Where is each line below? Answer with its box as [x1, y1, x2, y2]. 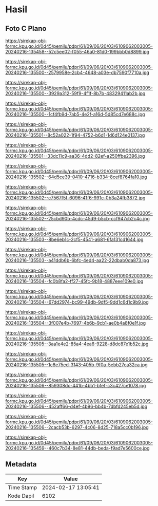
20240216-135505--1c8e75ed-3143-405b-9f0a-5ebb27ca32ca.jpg [5, 362, 148, 368]
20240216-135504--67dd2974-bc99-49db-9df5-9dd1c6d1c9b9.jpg [5, 299, 149, 305]
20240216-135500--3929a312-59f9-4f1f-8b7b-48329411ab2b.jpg [5, 90, 146, 96]
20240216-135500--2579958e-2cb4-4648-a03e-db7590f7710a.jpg [5, 69, 150, 76]
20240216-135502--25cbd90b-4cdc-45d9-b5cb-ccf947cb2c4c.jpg [5, 216, 150, 221]
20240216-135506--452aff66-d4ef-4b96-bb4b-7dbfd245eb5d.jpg [5, 403, 148, 409]
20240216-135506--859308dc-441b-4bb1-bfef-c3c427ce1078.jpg [5, 383, 146, 388]
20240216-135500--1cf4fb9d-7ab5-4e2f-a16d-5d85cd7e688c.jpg [5, 111, 145, 117]
